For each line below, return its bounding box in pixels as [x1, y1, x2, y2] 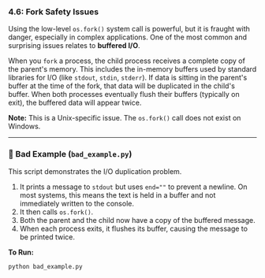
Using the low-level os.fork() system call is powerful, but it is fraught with [8, 24, 251, 34]
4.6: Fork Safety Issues [8, 6, 99, 17]
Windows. [8, 121, 41, 132]
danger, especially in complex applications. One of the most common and [8, 32, 247, 42]
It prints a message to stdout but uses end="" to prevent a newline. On [19, 182, 248, 191]
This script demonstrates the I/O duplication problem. [8, 166, 182, 176]
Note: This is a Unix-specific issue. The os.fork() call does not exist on [8, 113, 241, 123]
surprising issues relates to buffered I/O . [8, 41, 140, 50]
